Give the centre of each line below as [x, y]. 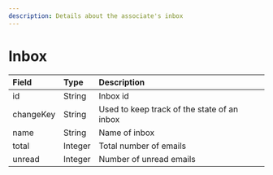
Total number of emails [143, 146]
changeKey [34, 114]
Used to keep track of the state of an [168, 109]
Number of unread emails [147, 159]
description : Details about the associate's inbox [96, 16]
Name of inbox [127, 133]
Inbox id [114, 96]
